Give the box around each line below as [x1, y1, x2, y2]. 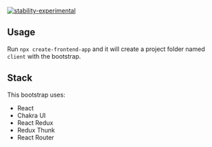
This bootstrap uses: [7, 90, 65, 99]
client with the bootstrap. [7, 52, 81, 60]
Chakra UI [17, 111, 46, 119]
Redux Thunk [17, 126, 55, 134]
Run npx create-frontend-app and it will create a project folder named [7, 45, 205, 53]
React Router [17, 133, 54, 141]
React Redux [17, 118, 54, 127]
